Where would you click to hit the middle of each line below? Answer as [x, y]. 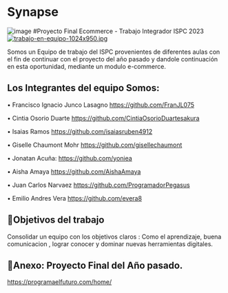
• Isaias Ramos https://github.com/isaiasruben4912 [80, 131]
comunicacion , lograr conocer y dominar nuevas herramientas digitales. [110, 244]
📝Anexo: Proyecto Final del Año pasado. [95, 265]
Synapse [33, 12]
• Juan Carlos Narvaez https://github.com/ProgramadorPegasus [99, 185]
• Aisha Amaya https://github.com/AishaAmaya [74, 171]
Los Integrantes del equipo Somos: [83, 88]
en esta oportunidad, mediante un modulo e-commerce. [87, 66]
